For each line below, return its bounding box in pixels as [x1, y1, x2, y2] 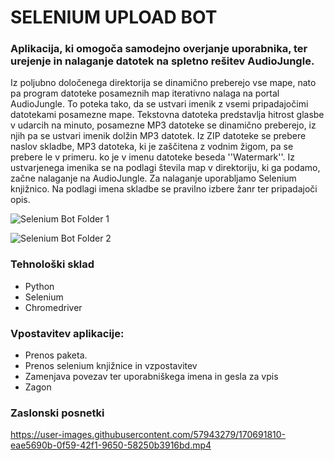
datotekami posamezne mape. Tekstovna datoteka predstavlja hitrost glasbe [10, 109, 325, 121]
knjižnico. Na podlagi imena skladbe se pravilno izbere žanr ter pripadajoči [10, 183, 318, 195]
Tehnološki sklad [10, 257, 95, 271]
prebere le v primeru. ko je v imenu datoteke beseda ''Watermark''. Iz [10, 151, 295, 163]
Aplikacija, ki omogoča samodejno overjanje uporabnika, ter [10, 42, 308, 56]
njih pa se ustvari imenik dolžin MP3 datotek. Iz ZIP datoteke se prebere [10, 130, 307, 142]
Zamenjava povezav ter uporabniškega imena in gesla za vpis [24, 371, 279, 383]
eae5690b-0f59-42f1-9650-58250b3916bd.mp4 [10, 439, 212, 451]
